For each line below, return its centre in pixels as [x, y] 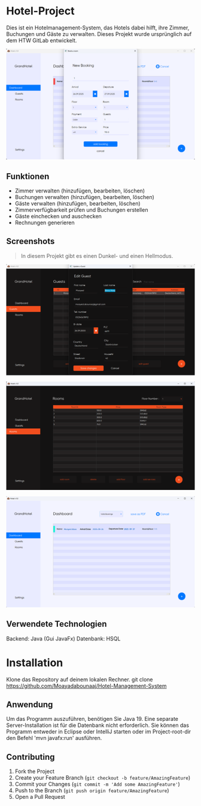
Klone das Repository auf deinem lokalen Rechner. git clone [80, 679]
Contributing [31, 757]
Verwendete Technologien [57, 624]
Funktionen [28, 176]
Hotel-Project [40, 11]
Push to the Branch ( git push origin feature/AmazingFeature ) [92, 790]
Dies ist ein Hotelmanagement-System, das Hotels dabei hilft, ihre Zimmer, [98, 28]
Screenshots [31, 241]
